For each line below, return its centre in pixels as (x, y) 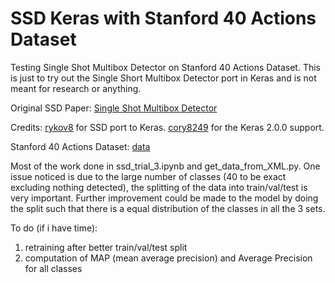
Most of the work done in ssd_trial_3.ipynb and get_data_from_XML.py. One (165, 166)
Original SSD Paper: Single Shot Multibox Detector (114, 108)
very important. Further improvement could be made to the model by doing (164, 198)
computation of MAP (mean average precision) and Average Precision (168, 258)
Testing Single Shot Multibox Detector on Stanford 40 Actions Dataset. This (165, 67)
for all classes (53, 268)
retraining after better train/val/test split (106, 247)
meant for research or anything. (76, 88)
